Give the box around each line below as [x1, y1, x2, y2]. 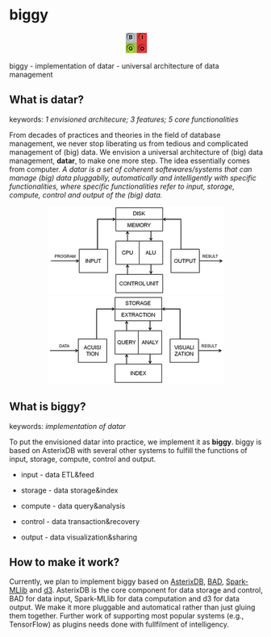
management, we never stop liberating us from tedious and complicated [9, 139, 248, 148]
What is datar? [9, 93, 84, 106]
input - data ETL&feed [20, 469, 95, 479]
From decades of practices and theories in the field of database [9, 130, 221, 139]
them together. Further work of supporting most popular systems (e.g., [9, 611, 244, 621]
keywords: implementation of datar [9, 421, 126, 431]
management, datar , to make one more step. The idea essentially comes [9, 156, 251, 165]
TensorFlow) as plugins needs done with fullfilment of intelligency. [9, 619, 229, 630]
